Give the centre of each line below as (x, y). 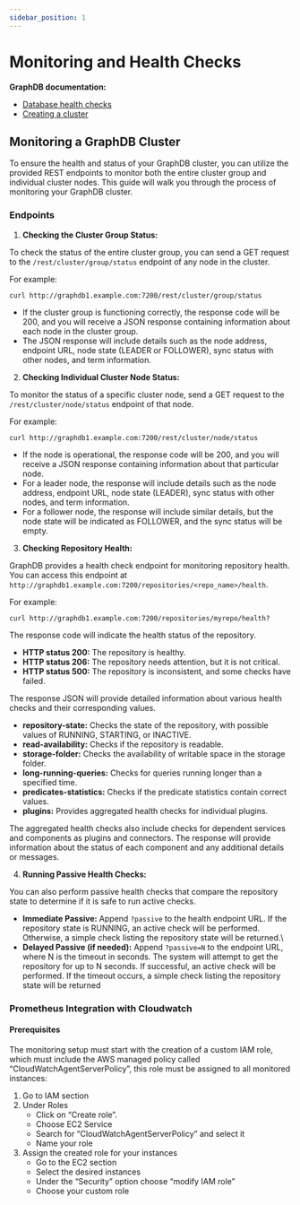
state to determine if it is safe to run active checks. (103, 901)
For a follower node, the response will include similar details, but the (148, 511)
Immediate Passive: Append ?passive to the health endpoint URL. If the (154, 918)
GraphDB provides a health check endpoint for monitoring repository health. (150, 565)
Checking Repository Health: (77, 548)
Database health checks (67, 104)
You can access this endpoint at (69, 575)
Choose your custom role (82, 1191)
